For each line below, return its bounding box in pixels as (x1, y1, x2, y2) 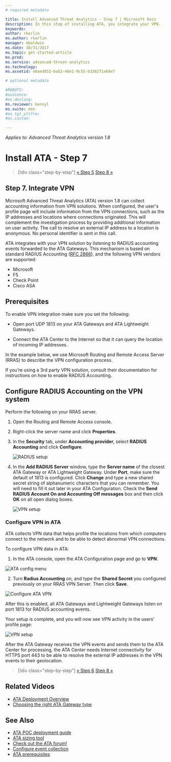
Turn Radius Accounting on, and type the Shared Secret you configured (12, 575, 166, 582)
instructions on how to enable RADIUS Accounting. (5, 372, 112, 378)
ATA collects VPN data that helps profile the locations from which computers (5, 530, 166, 537)
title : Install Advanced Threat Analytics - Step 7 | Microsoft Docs (5, 16, 157, 22)
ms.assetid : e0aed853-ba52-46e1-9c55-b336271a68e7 (5, 69, 115, 74)
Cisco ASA (12, 282, 36, 289)
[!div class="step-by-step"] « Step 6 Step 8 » (17, 667, 113, 674)
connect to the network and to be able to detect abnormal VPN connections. (5, 536, 166, 542)
